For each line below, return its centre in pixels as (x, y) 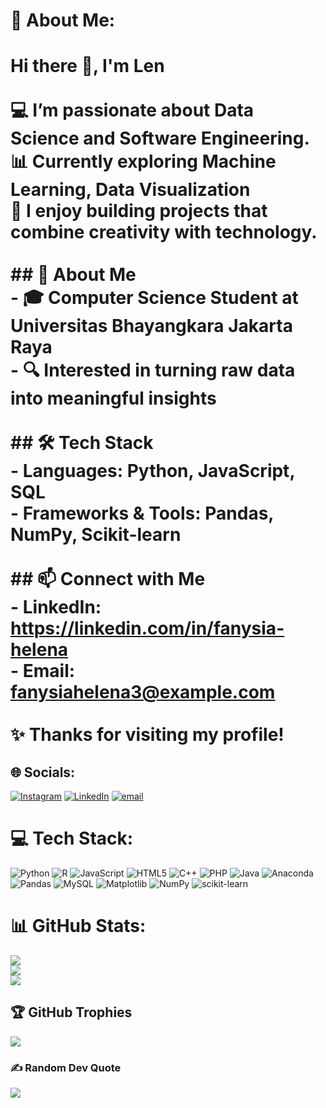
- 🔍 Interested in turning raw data (153, 370)
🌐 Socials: (43, 772)
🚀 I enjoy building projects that (139, 211)
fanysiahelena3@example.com (143, 692)
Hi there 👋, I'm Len (87, 66)
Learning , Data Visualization (130, 190)
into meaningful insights (113, 398)
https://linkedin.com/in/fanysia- (147, 628)
